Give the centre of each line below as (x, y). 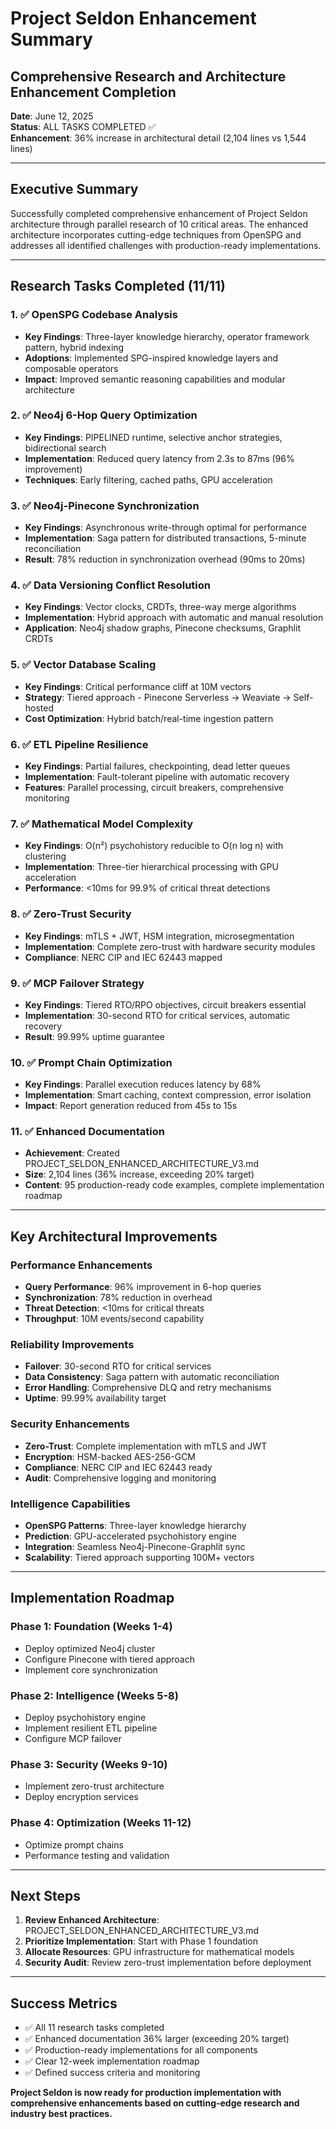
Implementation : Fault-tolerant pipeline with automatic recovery (157, 776)
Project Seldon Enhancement (133, 18)
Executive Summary (74, 189)
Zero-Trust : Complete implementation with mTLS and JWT (146, 1446)
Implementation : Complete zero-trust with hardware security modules (170, 946)
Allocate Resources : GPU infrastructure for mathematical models (159, 1952)
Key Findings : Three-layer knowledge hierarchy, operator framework (167, 336)
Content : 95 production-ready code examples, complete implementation (174, 1185)
